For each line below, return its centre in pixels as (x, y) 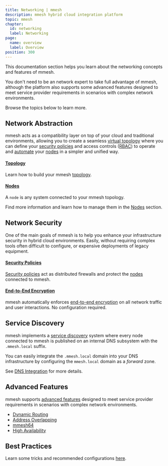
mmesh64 (23, 425)
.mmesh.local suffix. (26, 346)
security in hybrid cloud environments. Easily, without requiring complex (80, 240)
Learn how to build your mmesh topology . (48, 174)
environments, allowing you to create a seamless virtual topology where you (84, 141)
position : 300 (20, 52)
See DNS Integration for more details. (44, 371)
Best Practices (29, 446)
